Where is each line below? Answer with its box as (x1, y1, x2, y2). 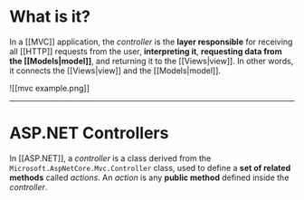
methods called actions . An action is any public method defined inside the (9, 172, 290, 183)
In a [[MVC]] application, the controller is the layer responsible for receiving (9, 36, 293, 47)
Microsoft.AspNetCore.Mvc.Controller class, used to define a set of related (9, 162, 291, 173)
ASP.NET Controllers (9, 123, 169, 144)
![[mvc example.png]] (9, 82, 90, 93)
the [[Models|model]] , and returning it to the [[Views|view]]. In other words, (9, 55, 294, 66)
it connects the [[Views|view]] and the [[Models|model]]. (9, 65, 222, 76)
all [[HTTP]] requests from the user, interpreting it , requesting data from (9, 45, 282, 56)
